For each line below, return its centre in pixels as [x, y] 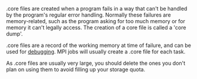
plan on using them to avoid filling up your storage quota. [76, 69]
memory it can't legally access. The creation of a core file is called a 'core [96, 27]
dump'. [14, 34]
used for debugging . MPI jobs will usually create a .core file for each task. [96, 52]
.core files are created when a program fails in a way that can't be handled [97, 9]
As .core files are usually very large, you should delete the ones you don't [96, 63]
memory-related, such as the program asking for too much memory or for [96, 21]
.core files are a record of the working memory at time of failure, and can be [98, 45]
